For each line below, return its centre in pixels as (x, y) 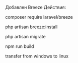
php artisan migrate (26, 37)
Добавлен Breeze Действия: (36, 7)
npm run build (20, 46)
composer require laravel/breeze (39, 17)
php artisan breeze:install (31, 27)
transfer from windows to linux (37, 56)
